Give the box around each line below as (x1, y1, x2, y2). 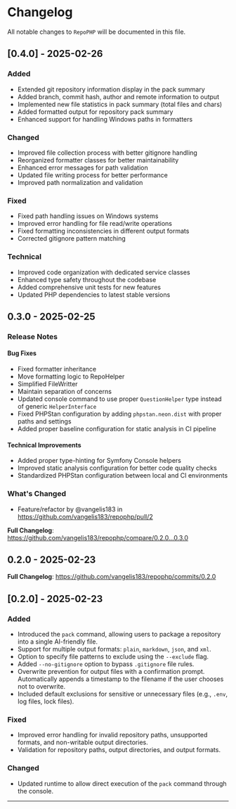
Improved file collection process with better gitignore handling (17, 148, 198, 157)
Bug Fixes (7, 349, 37, 357)
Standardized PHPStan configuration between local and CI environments (17, 471, 228, 480)
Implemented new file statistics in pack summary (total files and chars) (17, 100, 223, 108)
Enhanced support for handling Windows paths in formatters (17, 115, 193, 123)
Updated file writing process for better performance (17, 170, 169, 179)
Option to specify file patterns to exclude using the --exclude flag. (17, 652, 209, 661)
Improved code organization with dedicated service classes (17, 268, 191, 276)
